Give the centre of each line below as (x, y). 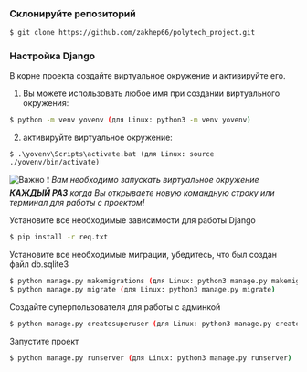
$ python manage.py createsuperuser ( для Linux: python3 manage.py (141, 324)
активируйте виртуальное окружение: (98, 138)
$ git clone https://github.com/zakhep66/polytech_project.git (132, 33)
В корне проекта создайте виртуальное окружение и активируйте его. (148, 76)
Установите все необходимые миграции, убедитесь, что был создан (143, 255)
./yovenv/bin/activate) (55, 163)
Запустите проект (44, 341)
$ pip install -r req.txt (58, 237)
